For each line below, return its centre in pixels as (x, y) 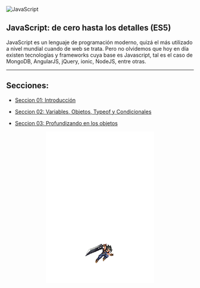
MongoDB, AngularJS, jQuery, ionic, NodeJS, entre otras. (76, 61)
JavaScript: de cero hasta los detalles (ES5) (89, 28)
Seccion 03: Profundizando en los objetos (66, 123)
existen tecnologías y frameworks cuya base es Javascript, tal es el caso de (100, 55)
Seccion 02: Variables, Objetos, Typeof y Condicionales (83, 112)
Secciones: (27, 86)
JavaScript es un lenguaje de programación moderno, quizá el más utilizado (99, 42)
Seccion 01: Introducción (45, 100)
